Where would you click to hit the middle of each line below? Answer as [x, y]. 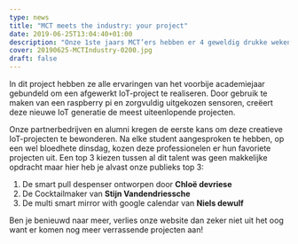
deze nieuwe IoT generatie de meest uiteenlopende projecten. [122, 112]
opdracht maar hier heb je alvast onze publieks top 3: [106, 167]
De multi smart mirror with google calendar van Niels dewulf [133, 203]
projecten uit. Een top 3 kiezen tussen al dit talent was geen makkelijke [138, 157]
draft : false [33, 59]
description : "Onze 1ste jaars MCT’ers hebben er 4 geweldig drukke [138, 42]
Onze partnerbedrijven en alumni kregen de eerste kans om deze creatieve [146, 129]
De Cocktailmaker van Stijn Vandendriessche [106, 193]
